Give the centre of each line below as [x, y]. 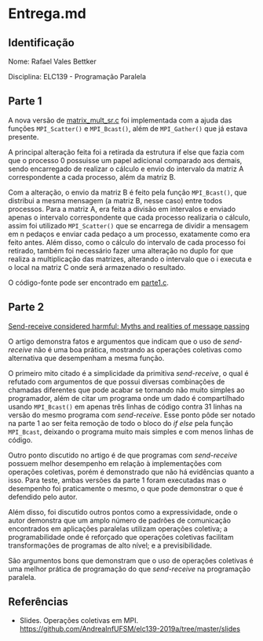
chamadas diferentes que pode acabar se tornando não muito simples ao [126, 390]
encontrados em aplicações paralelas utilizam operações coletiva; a [118, 528]
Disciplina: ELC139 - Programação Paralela [77, 76]
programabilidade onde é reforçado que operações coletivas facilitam [121, 537]
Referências [38, 602]
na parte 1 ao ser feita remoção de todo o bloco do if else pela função [121, 423]
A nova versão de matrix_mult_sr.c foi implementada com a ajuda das [120, 120]
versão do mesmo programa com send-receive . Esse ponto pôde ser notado [132, 415]
